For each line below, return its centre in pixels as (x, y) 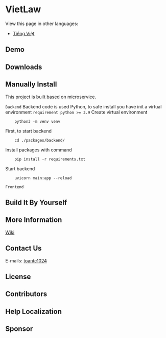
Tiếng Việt (23, 33)
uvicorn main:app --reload (43, 178)
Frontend (15, 187)
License (18, 276)
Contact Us (23, 248)
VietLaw (23, 9)
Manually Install (31, 85)
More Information (34, 220)
